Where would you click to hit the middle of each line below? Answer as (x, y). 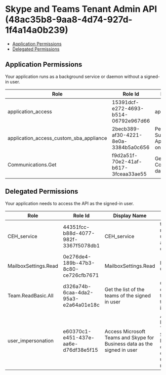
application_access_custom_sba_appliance (57, 138)
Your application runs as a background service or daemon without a (74, 76)
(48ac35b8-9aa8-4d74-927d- (69, 20)
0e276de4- (77, 256)
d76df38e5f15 (81, 350)
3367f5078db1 (82, 246)
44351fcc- (76, 227)
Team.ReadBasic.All (31, 295)
